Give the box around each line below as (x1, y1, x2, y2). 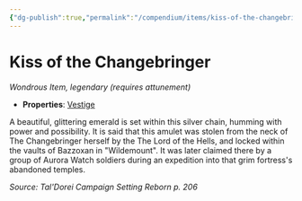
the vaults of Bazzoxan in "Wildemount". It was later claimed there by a (9, 144, 272, 155)
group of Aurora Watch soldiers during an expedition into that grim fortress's (9, 154, 293, 165)
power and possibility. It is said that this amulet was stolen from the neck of (9, 126, 289, 136)
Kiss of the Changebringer (9, 51, 211, 72)
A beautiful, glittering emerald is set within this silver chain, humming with (9, 116, 282, 127)
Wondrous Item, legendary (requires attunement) (9, 82, 191, 92)
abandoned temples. (9, 163, 86, 175)
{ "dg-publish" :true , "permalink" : (9, 13, 135, 22)
